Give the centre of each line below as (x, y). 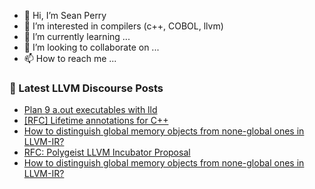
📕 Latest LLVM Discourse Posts (86, 88)
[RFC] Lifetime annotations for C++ (96, 121)
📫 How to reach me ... (70, 58)
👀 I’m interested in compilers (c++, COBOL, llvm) (123, 26)
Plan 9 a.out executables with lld (90, 110)
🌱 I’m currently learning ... (77, 36)
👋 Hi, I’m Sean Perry (65, 15)
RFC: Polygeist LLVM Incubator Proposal (107, 152)
